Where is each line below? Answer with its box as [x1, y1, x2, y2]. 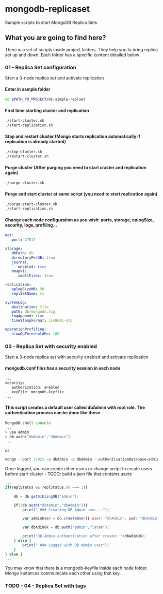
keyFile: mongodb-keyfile [11, 390, 64, 395]
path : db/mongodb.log [11, 309, 55, 314]
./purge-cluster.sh [5, 180, 45, 186]
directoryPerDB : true [11, 255, 55, 260]
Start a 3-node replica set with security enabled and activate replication [5, 354, 149, 360]
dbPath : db [11, 250, 34, 255]
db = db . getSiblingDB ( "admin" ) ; [14, 494, 79, 499]
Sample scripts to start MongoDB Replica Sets [5, 19, 98, 25]
